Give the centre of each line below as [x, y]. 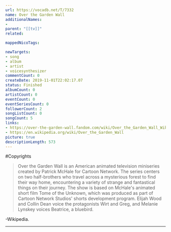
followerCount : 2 [24, 109]
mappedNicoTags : [22, 43]
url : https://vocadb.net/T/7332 [39, 10]
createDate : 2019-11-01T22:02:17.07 [44, 80]
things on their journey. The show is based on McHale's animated [86, 188]
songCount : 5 [19, 118]
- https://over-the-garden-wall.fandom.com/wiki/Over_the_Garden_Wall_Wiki [87, 128]
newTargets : [18, 52]
